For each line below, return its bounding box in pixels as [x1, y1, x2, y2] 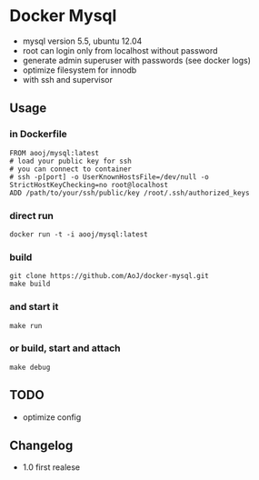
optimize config [22, 411, 82, 423]
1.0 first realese [22, 462, 80, 473]
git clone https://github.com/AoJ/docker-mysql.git [9, 272, 209, 281]
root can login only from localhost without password [22, 45, 218, 55]
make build [9, 279, 51, 289]
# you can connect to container [9, 165, 132, 174]
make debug [9, 363, 51, 372]
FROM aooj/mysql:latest [9, 148, 100, 157]
